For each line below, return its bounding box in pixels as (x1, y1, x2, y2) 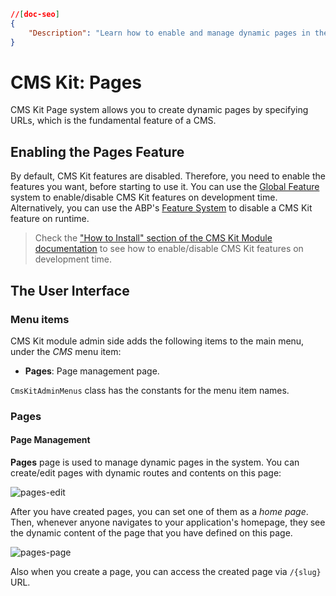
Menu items (10, 312, 70, 326)
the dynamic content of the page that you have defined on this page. (10, 527, 293, 539)
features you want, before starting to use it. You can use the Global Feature (10, 181, 320, 193)
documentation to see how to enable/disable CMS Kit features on (34, 243, 304, 255)
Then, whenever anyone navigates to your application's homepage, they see (10, 516, 326, 529)
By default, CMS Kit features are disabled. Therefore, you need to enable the (10, 170, 326, 182)
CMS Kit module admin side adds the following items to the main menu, (10, 335, 305, 347)
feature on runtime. (10, 213, 90, 225)
